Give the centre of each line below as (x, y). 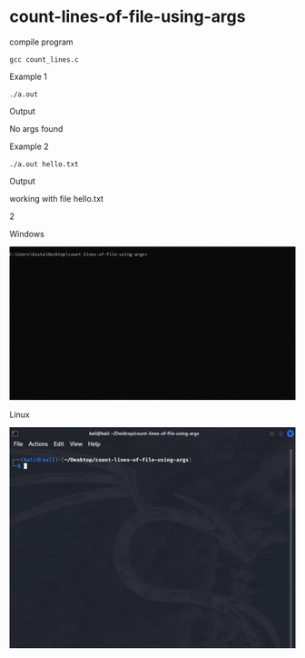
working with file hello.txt (57, 198)
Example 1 (28, 76)
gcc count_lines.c (44, 60)
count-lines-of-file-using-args (128, 17)
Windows (27, 234)
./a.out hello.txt (44, 164)
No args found (36, 128)
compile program (42, 42)
